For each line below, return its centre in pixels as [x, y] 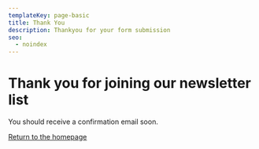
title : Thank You [37, 23]
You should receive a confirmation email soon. [83, 122]
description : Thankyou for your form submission [89, 30]
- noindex [31, 45]
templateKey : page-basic [49, 15]
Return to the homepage [48, 137]
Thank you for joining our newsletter [130, 84]
